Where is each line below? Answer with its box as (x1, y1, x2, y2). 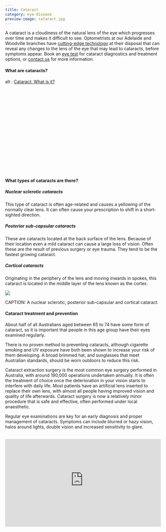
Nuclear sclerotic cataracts (5, 189, 63, 195)
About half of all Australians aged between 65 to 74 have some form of (5, 321, 149, 327)
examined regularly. (5, 332, 45, 338)
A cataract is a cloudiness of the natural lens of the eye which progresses (5, 30, 155, 36)
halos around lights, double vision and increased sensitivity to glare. (5, 424, 143, 430)
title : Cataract (5, 7, 39, 12)
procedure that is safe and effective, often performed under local (5, 399, 137, 404)
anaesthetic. (5, 403, 31, 409)
